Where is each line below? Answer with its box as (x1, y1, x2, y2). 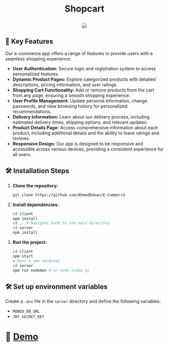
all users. (12, 152, 32, 157)
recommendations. (12, 109, 52, 114)
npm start (12, 254, 34, 259)
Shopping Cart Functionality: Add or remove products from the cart (12, 87, 154, 93)
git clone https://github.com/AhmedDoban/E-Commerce (12, 192, 126, 197)
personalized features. (12, 71, 59, 77)
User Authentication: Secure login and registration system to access (12, 66, 156, 71)
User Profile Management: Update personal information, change (12, 98, 147, 104)
